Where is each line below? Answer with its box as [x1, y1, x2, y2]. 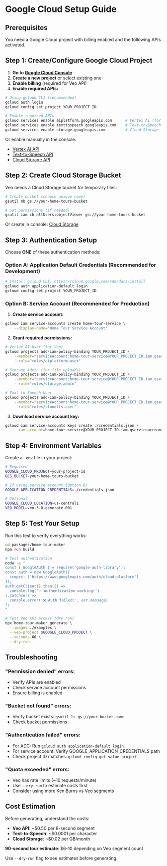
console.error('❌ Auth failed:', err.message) [9, 597, 108, 602]
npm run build [5, 547, 35, 552]
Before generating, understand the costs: [5, 815, 89, 822]
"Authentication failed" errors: [5, 731, 81, 738]
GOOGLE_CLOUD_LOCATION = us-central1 [5, 501, 79, 506]
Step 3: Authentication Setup [5, 236, 97, 244]
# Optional [5, 496, 28, 501]
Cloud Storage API [12, 156, 51, 163]
